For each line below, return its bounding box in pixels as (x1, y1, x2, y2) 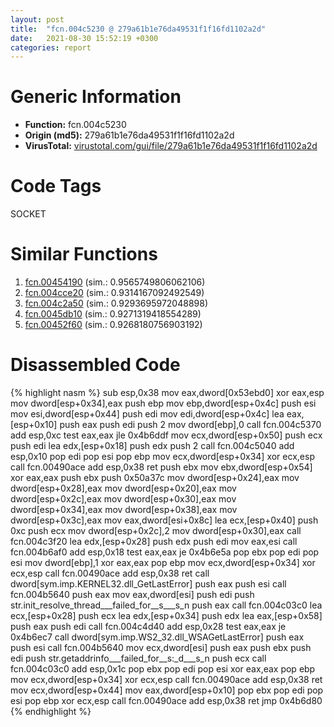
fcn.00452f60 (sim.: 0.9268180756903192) (24, 319, 203, 331)
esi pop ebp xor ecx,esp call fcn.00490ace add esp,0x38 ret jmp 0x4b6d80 (10, 695, 323, 706)
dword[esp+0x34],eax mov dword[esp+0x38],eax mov (10, 504, 238, 515)
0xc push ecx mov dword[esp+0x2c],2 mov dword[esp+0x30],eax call (10, 525, 302, 536)
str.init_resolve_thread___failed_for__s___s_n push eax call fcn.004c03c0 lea (10, 599, 323, 611)
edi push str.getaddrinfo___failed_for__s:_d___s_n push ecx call (10, 652, 267, 664)
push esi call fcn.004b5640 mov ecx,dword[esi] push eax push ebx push (10, 642, 312, 653)
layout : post (10, 14, 65, 25)
